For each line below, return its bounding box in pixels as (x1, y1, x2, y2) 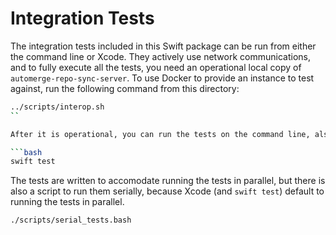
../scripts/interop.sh (10, 102, 105, 112)
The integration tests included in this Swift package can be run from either (10, 40, 317, 52)
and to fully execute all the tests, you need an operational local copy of (10, 61, 302, 73)
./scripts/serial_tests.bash (10, 215, 132, 226)
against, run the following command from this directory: (10, 82, 240, 94)
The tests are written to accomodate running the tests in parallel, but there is (10, 175, 326, 187)
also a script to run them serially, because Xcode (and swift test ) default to (10, 185, 325, 197)
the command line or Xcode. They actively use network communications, (10, 50, 311, 62)
